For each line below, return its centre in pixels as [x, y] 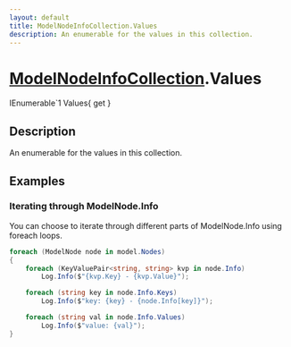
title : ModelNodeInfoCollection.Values [83, 26]
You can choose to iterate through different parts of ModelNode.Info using [146, 225]
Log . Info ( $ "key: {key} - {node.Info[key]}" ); [128, 301]
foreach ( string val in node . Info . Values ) [105, 317]
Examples [37, 181]
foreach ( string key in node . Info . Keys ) [101, 293]
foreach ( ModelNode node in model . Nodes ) [87, 251]
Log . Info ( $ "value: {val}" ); [93, 326]
